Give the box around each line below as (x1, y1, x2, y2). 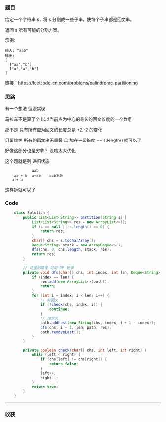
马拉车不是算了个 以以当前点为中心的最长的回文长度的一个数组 (5, 116, 132, 122)
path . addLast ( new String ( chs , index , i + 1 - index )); (40, 320, 156, 325)
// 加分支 (40, 316, 58, 321)
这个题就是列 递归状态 (5, 158, 50, 164)
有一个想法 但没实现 (5, 105, 45, 111)
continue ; (49, 307, 70, 312)
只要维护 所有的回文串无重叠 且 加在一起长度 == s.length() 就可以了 (5, 137, 142, 143)
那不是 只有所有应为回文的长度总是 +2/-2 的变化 (5, 127, 103, 133)
